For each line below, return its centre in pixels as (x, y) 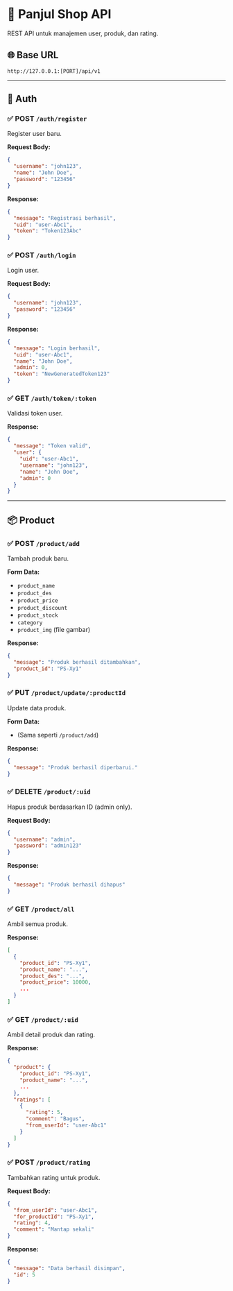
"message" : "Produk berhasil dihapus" (70, 885)
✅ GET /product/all (41, 909)
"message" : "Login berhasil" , (57, 348)
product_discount (42, 608)
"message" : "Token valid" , (52, 446)
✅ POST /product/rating (49, 1163)
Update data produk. (37, 708)
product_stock (37, 615)
